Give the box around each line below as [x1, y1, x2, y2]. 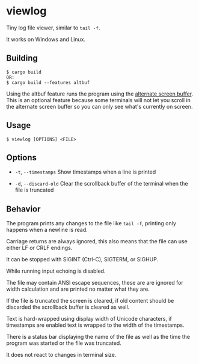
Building [6, 53, 38, 64]
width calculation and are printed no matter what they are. [6, 285, 150, 293]
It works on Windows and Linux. [6, 35, 86, 43]
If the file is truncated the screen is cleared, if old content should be [6, 297, 174, 305]
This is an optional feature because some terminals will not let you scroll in [6, 96, 191, 103]
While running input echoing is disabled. [6, 267, 106, 275]
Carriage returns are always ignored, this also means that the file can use [6, 238, 188, 245]
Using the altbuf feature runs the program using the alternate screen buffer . [6, 90, 194, 97]
